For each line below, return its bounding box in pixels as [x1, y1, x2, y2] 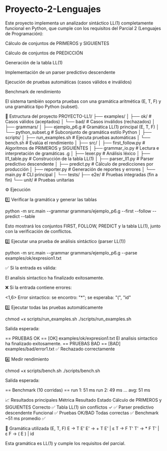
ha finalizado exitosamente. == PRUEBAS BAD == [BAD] [5, 340, 121, 346]
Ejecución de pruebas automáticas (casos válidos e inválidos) [5, 79, 132, 85]
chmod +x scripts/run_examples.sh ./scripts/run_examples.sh [5, 316, 132, 322]
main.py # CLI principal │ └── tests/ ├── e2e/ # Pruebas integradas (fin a [5, 171, 158, 178]
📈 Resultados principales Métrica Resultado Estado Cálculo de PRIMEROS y [5, 397, 162, 403]
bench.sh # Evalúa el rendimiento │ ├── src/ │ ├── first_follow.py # [5, 140, 146, 146]
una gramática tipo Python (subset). [5, 103, 79, 109]
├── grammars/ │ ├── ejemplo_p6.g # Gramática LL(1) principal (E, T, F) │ [5, 124, 160, 130]
